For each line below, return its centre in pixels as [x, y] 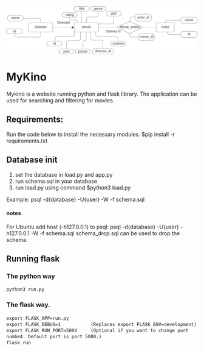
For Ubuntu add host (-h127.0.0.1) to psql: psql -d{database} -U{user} [93, 227]
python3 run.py [25, 289]
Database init [32, 160]
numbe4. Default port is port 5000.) [54, 336]
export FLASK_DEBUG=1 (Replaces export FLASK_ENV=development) [102, 324]
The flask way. [28, 305]
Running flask [33, 259]
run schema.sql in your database [56, 181]
